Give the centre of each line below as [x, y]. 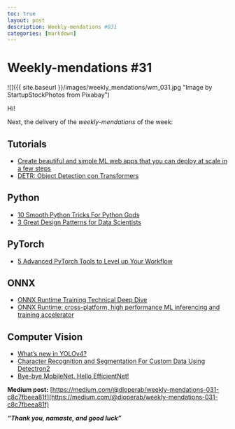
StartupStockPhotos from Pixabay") [59, 95]
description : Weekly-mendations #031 [62, 27]
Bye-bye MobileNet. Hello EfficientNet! [73, 376]
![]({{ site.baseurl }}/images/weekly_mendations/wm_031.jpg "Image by [110, 88]
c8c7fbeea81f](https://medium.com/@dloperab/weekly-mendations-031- [113, 397]
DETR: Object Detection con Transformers [78, 176]
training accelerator [46, 315]
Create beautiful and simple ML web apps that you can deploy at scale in [122, 161]
